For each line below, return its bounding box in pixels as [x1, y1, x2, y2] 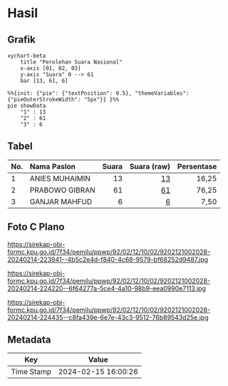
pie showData [7, 102, 46, 109]
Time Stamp [11, 367, 52, 377]
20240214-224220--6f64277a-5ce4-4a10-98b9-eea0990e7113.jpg [7, 284, 207, 293]
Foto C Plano [7, 221, 65, 233]
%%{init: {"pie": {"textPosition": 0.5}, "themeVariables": [7, 90, 190, 97]
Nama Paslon [29, 161, 76, 171]
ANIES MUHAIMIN [29, 173, 91, 183]
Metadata [7, 334, 51, 346]
